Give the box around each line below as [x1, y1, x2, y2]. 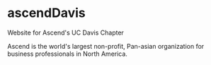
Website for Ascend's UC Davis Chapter [7, 28, 124, 37]
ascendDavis [7, 5, 86, 21]
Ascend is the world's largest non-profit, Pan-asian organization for [7, 42, 205, 50]
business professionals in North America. [7, 49, 127, 58]
